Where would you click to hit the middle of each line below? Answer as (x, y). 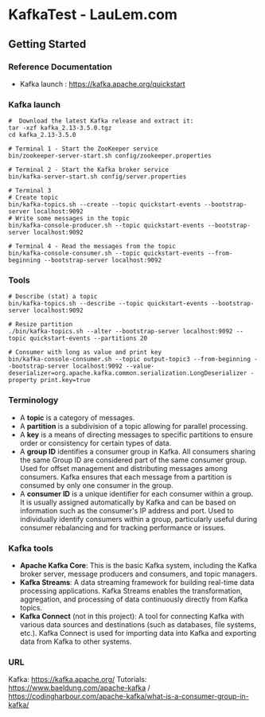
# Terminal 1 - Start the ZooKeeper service (83, 149)
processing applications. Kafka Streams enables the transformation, (131, 591)
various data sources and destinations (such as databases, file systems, (138, 625)
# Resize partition (41, 325)
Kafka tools (31, 548)
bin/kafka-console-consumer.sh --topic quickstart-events (106, 253)
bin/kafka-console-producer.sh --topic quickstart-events (106, 226)
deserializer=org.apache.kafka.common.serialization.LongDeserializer (128, 373)
